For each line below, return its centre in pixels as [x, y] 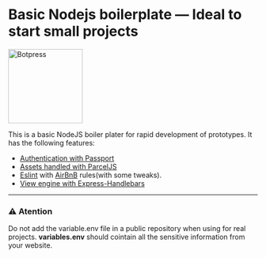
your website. [30, 245]
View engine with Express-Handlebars [82, 183]
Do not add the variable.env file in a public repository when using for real [127, 229]
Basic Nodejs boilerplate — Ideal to [125, 15]
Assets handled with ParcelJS [68, 166]
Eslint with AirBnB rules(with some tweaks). [91, 175]
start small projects [73, 31]
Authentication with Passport [67, 158]
